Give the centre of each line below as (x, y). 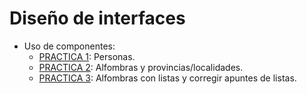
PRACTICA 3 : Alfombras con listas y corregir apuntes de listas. (167, 78)
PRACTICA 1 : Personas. (87, 56)
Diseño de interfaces (97, 18)
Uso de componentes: (69, 46)
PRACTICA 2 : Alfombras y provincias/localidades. (141, 67)
